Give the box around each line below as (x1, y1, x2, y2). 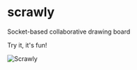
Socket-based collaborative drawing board (7, 27, 131, 36)
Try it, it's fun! (7, 41, 48, 49)
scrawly (7, 4, 55, 20)
